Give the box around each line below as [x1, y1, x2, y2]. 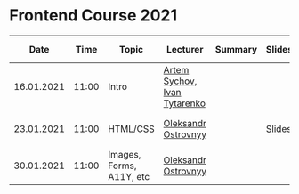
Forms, [108, 159, 137, 172]
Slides [265, 122, 292, 134]
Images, [108, 148, 141, 160]
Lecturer [166, 43, 204, 55]
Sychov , [163, 75, 198, 87]
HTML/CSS [108, 122, 156, 134]
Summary [214, 43, 258, 55]
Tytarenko [163, 97, 206, 109]
